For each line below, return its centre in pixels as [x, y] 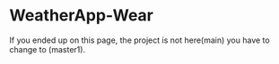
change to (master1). [48, 49]
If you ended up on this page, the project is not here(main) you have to [140, 40]
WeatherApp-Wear [82, 16]
